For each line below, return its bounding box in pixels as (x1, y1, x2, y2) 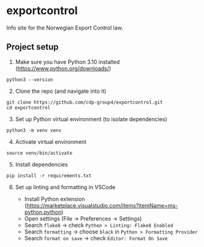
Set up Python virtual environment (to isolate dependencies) (15, 115, 167, 123)
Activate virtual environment (15, 138, 87, 145)
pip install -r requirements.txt (6, 173, 92, 179)
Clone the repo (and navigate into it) (15, 87, 107, 95)
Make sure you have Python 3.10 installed (15, 58, 120, 65)
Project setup (6, 42, 59, 52)
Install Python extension (24, 195, 85, 203)
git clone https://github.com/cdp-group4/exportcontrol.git (6, 99, 164, 105)
